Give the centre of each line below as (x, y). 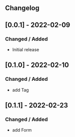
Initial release (25, 50)
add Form (22, 130)
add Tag (21, 90)
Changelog (22, 8)
